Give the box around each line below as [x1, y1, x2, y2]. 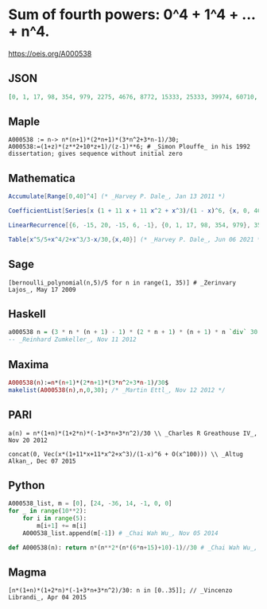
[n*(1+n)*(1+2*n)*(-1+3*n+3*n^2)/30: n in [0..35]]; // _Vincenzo [8, 587, 233, 595]
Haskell [8, 307, 46, 320]
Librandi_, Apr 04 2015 [8, 594, 87, 602]
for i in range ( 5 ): [22, 514, 87, 522]
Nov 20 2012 [8, 436, 48, 444]
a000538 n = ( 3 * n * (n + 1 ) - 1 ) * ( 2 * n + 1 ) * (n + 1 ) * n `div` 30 [8, 328, 258, 336]
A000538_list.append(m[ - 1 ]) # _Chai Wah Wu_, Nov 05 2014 [22, 529, 219, 537]
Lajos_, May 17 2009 [8, 285, 77, 293]
